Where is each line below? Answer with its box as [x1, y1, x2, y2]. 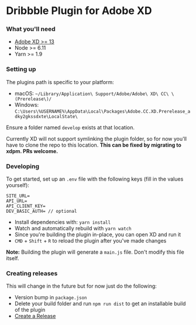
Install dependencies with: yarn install [14, 219, 111, 226]
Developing [6, 162, 40, 170]
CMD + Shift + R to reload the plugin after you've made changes [14, 237, 167, 244]
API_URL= [6, 198, 27, 204]
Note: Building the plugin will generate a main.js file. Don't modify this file [6, 248, 184, 255]
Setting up [6, 65, 36, 74]
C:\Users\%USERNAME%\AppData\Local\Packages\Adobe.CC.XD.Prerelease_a [14, 108, 191, 115]
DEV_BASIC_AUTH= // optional [6, 209, 77, 215]
